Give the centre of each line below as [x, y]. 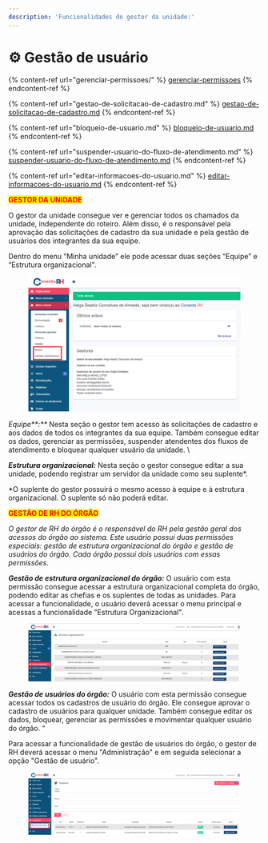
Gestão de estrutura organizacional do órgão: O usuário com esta [119, 578]
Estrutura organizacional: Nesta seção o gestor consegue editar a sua [126, 465]
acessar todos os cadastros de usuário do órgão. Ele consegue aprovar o [129, 702]
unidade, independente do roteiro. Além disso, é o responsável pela [120, 223]
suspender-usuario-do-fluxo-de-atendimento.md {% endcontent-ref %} [127, 160]
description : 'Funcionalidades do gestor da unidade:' [102, 17]
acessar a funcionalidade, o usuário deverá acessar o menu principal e [125, 604]
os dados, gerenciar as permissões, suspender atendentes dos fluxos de [128, 441]
